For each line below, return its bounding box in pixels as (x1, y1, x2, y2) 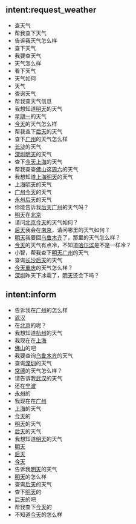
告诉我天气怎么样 (14, 36, 57, 44)
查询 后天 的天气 (14, 480, 52, 488)
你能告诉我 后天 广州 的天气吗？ (14, 203, 89, 211)
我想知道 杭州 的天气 (14, 329, 63, 336)
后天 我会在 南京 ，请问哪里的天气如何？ (14, 226, 110, 233)
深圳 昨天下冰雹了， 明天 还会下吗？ (14, 271, 100, 279)
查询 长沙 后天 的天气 (14, 256, 63, 264)
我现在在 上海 (14, 336, 47, 344)
